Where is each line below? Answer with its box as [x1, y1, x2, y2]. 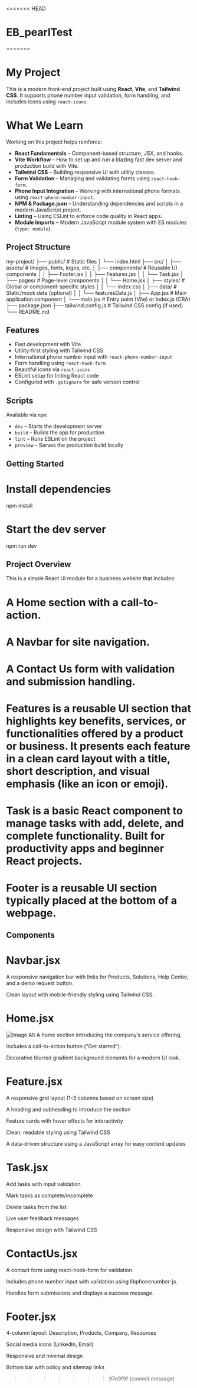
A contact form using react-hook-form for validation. [6, 1266, 134, 1273]
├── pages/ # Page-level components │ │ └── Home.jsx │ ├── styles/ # [6, 277, 185, 284]
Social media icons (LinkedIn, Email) [6, 1341, 94, 1348]
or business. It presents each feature [6, 740, 191, 753]
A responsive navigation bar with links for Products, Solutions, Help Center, [6, 973, 189, 980]
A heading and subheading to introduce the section [6, 1106, 131, 1113]
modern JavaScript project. [14, 206, 81, 213]
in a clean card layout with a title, [6, 752, 170, 766]
